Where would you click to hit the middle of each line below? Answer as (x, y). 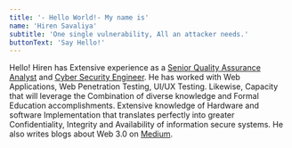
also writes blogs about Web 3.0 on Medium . (91, 134)
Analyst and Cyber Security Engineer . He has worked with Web (125, 78)
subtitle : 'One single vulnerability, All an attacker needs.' (129, 34)
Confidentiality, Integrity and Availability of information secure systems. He (146, 125)
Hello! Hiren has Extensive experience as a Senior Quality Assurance (135, 68)
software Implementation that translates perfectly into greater (122, 115)
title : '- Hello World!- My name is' (79, 17)
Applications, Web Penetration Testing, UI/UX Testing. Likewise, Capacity (144, 86)
